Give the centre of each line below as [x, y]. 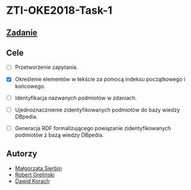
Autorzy [22, 154]
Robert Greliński [35, 174]
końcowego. [30, 86]
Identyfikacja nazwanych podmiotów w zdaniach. [76, 98]
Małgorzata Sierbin [38, 168]
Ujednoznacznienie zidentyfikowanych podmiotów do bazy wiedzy [97, 110]
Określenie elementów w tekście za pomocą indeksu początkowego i [100, 79]
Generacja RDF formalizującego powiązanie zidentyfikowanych [93, 128]
